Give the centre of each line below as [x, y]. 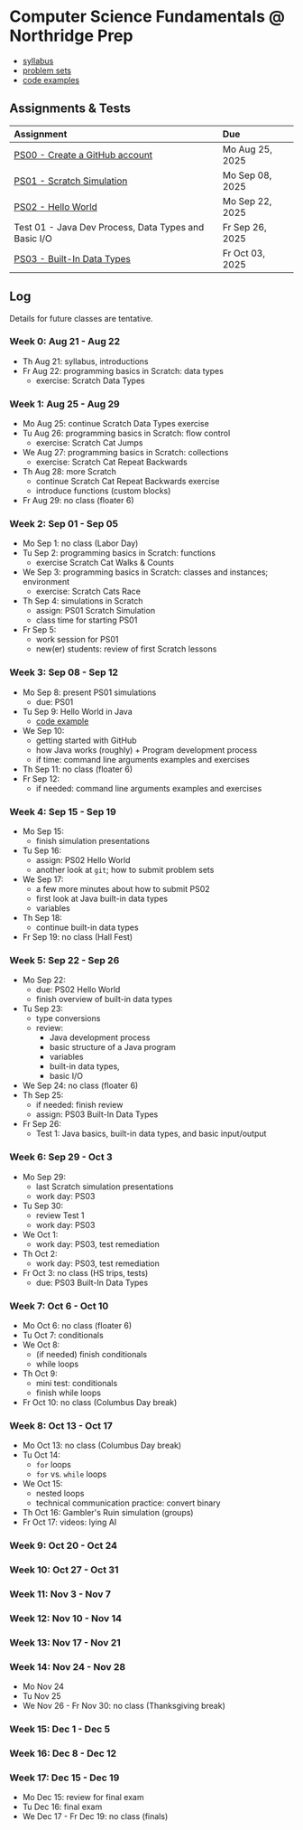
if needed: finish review [79, 1105]
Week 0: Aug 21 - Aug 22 [64, 342]
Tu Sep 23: [42, 1009]
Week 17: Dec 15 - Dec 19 [64, 1778]
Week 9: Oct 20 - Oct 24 [64, 1545]
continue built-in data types [87, 927]
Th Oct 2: [40, 1253]
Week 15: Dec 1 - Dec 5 [60, 1730]
